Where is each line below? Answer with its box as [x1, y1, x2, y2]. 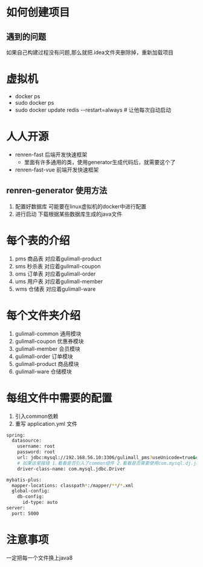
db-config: [17, 494, 45, 500]
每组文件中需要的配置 [6, 391, 113, 405]
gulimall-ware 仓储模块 [14, 368, 72, 375]
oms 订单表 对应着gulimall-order [14, 270, 96, 277]
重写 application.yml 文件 [14, 420, 77, 427]
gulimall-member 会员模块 [14, 345, 80, 352]
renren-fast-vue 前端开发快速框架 [14, 166, 99, 173]
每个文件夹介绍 [6, 308, 81, 322]
